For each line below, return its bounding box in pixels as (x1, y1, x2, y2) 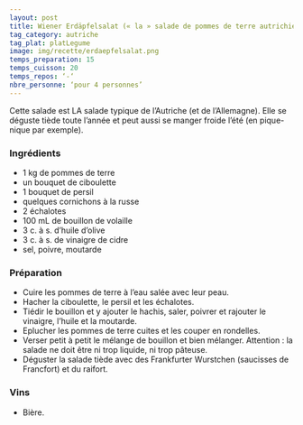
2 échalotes (22, 205, 67, 217)
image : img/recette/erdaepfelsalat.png (9, 47, 160, 56)
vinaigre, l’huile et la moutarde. (22, 316, 137, 327)
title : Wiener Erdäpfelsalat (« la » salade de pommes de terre (9, 22, 256, 31)
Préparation (9, 266, 63, 279)
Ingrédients (9, 146, 61, 159)
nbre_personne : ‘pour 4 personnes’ (9, 80, 143, 89)
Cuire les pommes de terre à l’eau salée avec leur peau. (22, 287, 230, 298)
